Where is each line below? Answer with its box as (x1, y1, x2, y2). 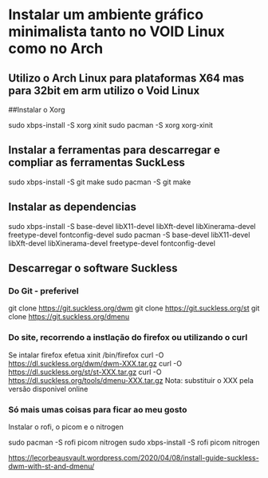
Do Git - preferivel (8, 285, 79, 296)
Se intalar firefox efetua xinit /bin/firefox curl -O (8, 350, 164, 360)
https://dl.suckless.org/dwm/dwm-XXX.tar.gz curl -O (8, 358, 183, 368)
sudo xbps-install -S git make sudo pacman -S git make (8, 177, 191, 187)
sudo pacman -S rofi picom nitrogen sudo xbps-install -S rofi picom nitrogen (8, 437, 260, 447)
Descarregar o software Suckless (8, 262, 178, 275)
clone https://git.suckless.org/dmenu (8, 312, 130, 322)
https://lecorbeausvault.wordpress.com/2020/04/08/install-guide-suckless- (8, 452, 259, 462)
